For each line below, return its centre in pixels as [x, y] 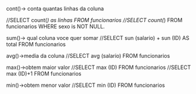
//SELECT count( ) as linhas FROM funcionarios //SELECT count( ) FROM [94, 20]
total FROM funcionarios [36, 44]
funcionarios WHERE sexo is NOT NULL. [56, 26]
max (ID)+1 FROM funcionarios [44, 73]
